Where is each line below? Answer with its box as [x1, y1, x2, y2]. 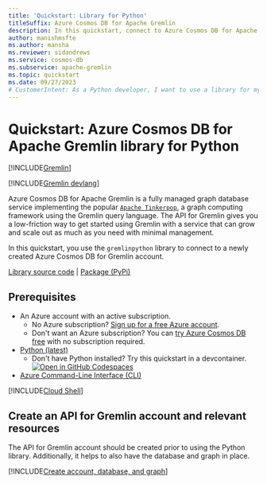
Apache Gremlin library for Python [8, 137, 240, 155]
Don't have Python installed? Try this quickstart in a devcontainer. [31, 353, 247, 363]
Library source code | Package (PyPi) [8, 267, 131, 277]
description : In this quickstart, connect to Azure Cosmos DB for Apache [8, 26, 258, 34]
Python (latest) [19, 345, 69, 355]
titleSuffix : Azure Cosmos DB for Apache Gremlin [8, 19, 176, 27]
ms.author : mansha [8, 41, 69, 49]
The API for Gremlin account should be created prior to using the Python [8, 443, 246, 452]
